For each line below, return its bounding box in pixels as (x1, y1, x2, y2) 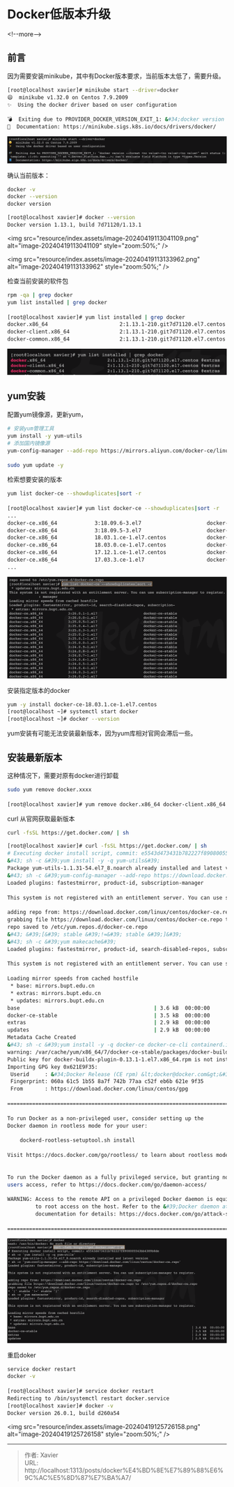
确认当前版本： (7, 171, 50, 179)
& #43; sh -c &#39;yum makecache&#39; (7, 938, 117, 946)
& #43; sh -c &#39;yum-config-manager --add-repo (7, 872, 151, 879)
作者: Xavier (24, 1451, 58, 1459)
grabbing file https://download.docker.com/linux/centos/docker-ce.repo (7, 916, 223, 923)
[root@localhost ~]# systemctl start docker (7, 708, 139, 715)
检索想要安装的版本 (7, 475, 63, 484)
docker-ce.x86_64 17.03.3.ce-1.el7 (7, 556, 145, 563)
